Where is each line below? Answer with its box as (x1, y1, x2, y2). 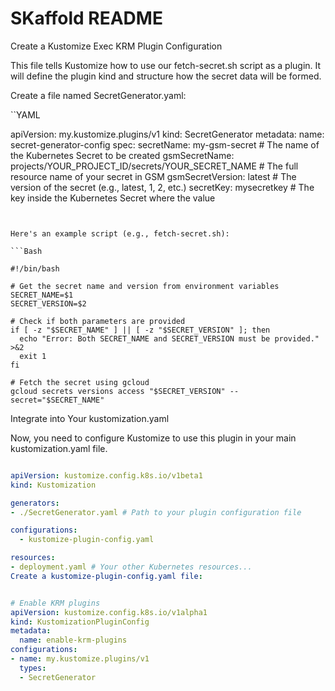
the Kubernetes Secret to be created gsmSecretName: (10, 149, 235, 161)
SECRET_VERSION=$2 (10, 298, 87, 309)
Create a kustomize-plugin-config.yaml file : (10, 571, 203, 581)
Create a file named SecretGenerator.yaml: (10, 89, 187, 101)
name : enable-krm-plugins (19, 635, 128, 646)
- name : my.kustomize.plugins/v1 (10, 654, 150, 664)
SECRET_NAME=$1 (10, 290, 74, 300)
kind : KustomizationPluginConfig (10, 617, 150, 627)
